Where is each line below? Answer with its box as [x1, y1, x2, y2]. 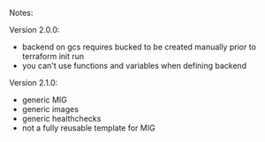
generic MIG [21, 94, 68, 105]
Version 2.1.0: [9, 78, 58, 87]
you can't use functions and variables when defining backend [21, 61, 247, 71]
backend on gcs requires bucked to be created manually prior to [21, 41, 256, 52]
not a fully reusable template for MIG [21, 123, 156, 133]
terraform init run [21, 51, 85, 61]
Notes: [9, 8, 34, 18]
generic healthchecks [21, 114, 102, 123]
